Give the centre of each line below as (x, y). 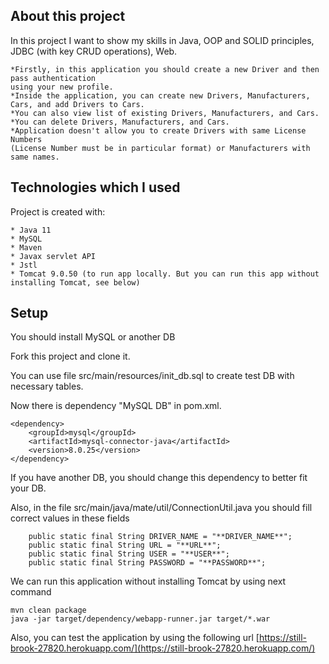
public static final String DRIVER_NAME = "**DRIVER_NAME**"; (160, 537)
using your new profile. (62, 87)
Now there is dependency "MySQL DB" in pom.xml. (116, 406)
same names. (35, 157)
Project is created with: (58, 211)
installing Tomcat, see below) (75, 282)
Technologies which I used (95, 187)
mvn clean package (48, 610)
